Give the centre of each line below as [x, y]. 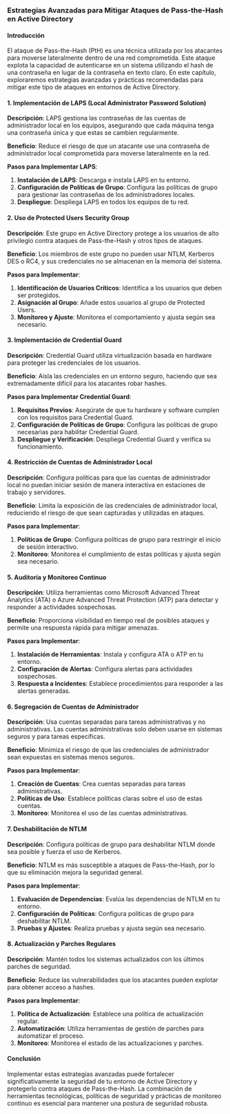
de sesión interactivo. [48, 546]
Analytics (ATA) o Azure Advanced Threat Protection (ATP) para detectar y [113, 600]
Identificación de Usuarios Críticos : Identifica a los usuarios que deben [119, 288]
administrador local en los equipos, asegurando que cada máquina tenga [111, 125]
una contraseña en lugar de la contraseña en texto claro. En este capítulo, [112, 73]
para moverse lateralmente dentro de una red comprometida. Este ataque [111, 58]
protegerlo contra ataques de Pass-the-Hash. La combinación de [100, 1089]
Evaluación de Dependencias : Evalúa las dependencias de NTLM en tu [118, 899]
